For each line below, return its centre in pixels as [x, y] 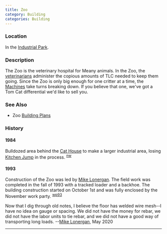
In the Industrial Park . [27, 47]
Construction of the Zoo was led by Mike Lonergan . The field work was [78, 179]
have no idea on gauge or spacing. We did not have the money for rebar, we [83, 211]
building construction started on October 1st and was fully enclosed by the [82, 190]
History [14, 128]
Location [16, 36]
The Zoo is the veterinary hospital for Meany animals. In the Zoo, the [75, 70]
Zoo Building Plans [32, 116]
